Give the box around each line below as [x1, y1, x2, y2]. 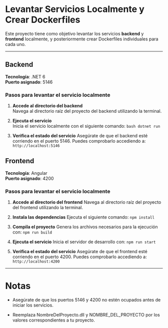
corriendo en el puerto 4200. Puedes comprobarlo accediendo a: [12, 254, 147, 260]
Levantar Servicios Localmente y [5, 3, 145, 15]
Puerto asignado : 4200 [5, 175, 54, 181]
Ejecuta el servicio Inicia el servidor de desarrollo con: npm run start [12, 239, 156, 245]
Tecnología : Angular [5, 170, 47, 176]
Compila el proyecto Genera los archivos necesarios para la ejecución [12, 224, 158, 230]
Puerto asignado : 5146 [5, 79, 53, 85]
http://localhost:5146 [12, 143, 60, 148]
